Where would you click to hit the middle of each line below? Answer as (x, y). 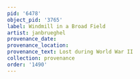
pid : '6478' (24, 13)
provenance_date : (32, 39)
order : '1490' (27, 65)
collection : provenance (41, 58)
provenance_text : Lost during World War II (70, 52)
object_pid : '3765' (35, 20)
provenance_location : (38, 45)
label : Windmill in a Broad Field (57, 26)
